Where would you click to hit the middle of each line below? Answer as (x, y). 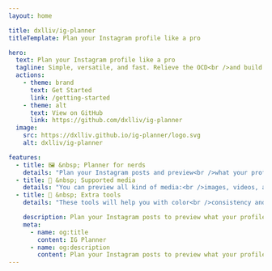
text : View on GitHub (66, 113)
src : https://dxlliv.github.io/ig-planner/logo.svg (112, 135)
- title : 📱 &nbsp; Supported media (76, 180)
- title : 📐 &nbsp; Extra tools (68, 195)
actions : (30, 75)
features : (25, 157)
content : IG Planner (72, 239)
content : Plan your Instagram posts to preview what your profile (152, 255)
